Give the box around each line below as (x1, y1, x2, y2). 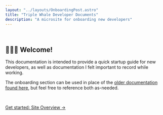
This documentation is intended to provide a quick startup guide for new (5, 59, 156, 65)
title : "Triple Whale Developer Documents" (5, 12, 99, 17)
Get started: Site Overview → (5, 104, 66, 110)
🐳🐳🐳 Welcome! (5, 45, 53, 54)
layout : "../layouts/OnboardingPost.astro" (5, 7, 99, 13)
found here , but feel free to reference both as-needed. (5, 85, 119, 91)
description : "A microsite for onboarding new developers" (5, 17, 133, 22)
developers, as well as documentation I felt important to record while (5, 64, 148, 70)
